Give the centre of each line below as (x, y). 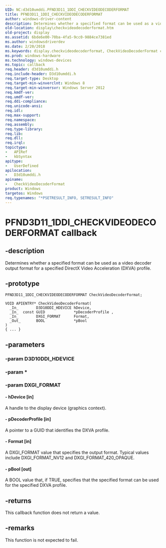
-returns (18, 501)
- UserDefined (22, 166)
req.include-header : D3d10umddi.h (41, 74)
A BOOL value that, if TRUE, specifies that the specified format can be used (82, 480)
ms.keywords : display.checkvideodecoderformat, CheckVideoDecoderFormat (82, 51)
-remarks (20, 528)
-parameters (25, 344)
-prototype (22, 284)
